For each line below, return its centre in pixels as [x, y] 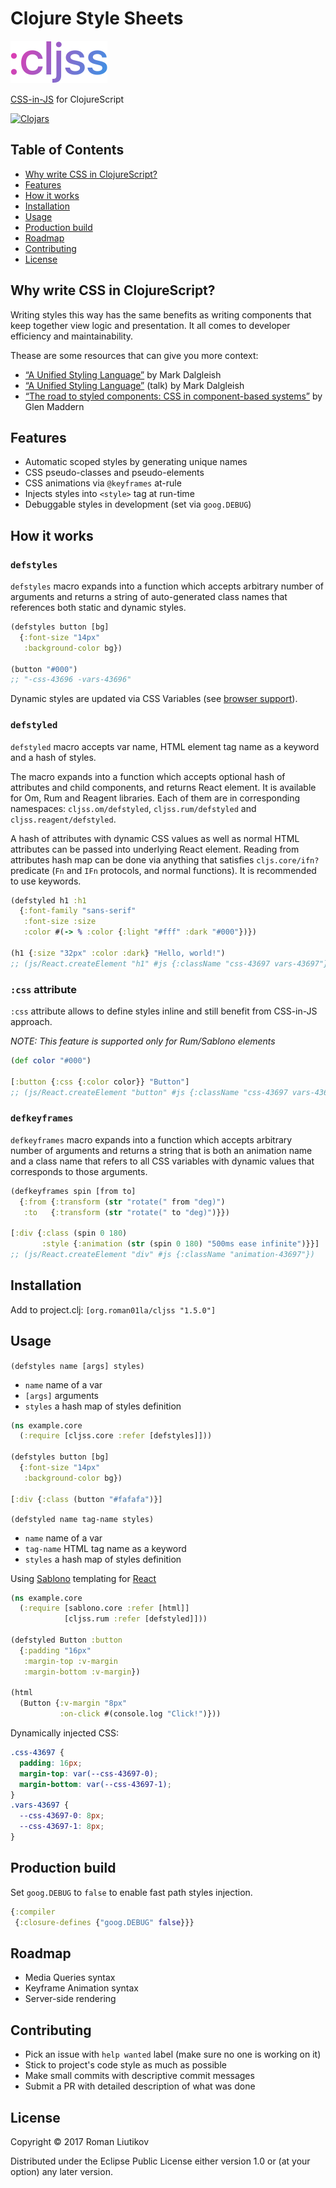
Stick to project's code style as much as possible [125, 2065]
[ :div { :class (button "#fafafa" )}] [86, 1499]
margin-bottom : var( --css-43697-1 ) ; [95, 1784]
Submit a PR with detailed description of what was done [140, 2086]
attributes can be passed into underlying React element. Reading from [155, 849]
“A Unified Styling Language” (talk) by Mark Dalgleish [134, 385]
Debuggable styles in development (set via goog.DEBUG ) [138, 504]
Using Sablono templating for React [83, 1578]
